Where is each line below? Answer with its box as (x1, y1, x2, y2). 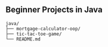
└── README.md (5, 36, 41, 42)
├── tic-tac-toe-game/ (5, 31, 62, 37)
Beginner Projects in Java (5, 5, 103, 15)
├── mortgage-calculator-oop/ (5, 26, 81, 32)
